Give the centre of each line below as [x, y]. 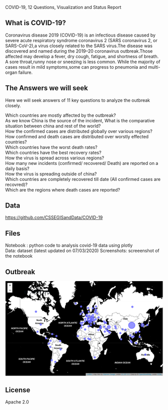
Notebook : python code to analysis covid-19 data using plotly [69, 246]
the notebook [19, 256]
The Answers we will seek [47, 88]
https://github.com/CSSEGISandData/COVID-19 [54, 218]
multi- [154, 67]
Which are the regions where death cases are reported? [63, 189]
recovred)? [16, 184]
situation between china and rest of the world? [53, 126]
